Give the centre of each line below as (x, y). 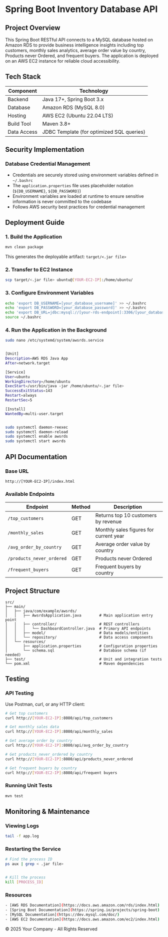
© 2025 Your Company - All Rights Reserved (51, 929)
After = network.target (28, 363)
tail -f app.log (22, 836)
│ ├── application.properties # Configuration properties (81, 646)
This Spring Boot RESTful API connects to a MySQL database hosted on (79, 40)
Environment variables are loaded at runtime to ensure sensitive (78, 196)
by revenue (108, 522)
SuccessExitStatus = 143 (29, 391)
